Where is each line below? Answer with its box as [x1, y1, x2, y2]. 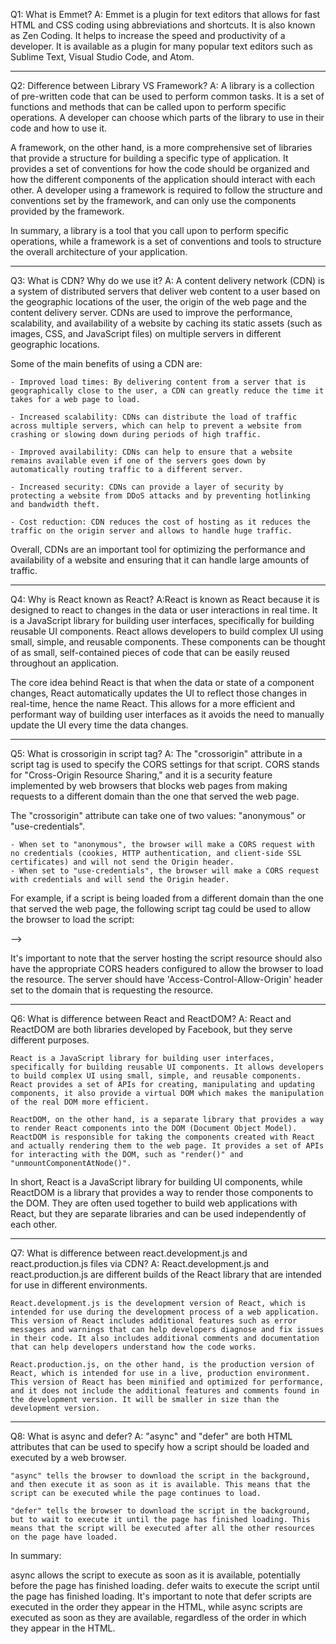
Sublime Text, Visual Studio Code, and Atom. [10, 51, 195, 63]
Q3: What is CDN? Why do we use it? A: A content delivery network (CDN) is [10, 275, 325, 286]
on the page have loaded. [10, 1532, 118, 1542]
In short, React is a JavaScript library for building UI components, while [10, 1176, 303, 1188]
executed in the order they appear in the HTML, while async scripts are [10, 1601, 303, 1613]
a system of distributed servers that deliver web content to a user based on [10, 285, 321, 297]
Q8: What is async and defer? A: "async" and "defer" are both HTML [10, 1430, 293, 1442]
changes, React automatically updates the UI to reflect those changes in [10, 687, 308, 699]
